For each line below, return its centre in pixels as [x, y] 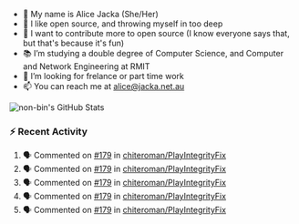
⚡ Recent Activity [49, 131]
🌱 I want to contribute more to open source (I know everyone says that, [156, 33]
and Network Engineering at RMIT [86, 66]
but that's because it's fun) [73, 43]
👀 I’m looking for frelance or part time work [103, 76]
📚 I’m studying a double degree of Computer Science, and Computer [153, 53]
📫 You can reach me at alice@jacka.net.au [103, 86]
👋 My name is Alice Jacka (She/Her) [91, 14]
